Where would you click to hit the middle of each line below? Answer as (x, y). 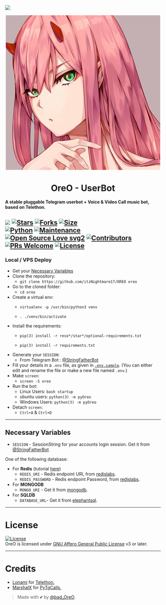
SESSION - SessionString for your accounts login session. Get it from (81, 444)
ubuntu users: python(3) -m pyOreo (55, 396)
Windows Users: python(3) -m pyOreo (58, 402)
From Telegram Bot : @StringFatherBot (59, 360)
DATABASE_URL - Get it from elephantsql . (59, 500)
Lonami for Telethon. (33, 582)
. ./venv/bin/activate (43, 317)
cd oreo (27, 292)
